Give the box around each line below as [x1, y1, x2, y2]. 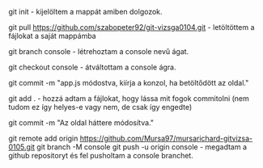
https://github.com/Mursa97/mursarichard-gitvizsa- [79, 133, 253, 143]
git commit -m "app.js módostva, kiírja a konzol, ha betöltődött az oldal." [8, 78, 249, 87]
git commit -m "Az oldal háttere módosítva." [8, 118, 155, 128]
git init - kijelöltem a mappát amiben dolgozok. [8, 7, 163, 16]
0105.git [8, 142, 35, 152]
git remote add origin [8, 133, 78, 143]
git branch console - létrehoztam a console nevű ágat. [8, 47, 189, 56]
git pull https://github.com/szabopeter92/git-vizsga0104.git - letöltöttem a [8, 23, 255, 31]
